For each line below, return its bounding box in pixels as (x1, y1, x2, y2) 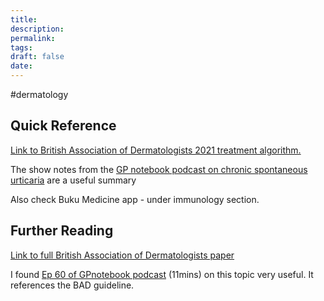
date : (10, 61, 33, 71)
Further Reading (10, 222, 114, 240)
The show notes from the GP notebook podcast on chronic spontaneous (10, 163, 308, 175)
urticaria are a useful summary (10, 174, 137, 186)
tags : (10, 42, 33, 53)
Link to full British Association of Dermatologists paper (10, 249, 235, 261)
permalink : (10, 33, 56, 43)
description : (10, 24, 65, 34)
